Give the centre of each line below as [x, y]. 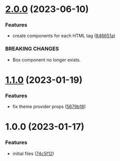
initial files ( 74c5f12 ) [33, 153]
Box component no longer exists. [47, 60]
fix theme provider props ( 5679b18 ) [49, 107]
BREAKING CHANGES [32, 49]
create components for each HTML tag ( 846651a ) [64, 36]
